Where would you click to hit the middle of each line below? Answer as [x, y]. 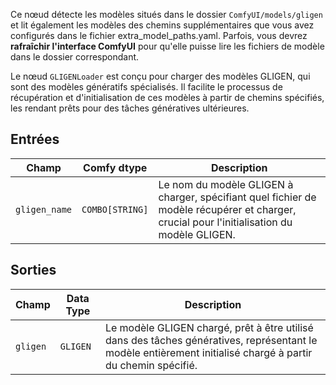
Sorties [33, 270]
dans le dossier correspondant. [75, 57]
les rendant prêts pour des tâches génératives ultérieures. [130, 108]
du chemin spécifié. [151, 365]
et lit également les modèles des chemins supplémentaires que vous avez [162, 25]
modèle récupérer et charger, [227, 209]
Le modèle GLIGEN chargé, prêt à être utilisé [209, 327]
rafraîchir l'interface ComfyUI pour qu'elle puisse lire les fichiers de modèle [167, 46]
